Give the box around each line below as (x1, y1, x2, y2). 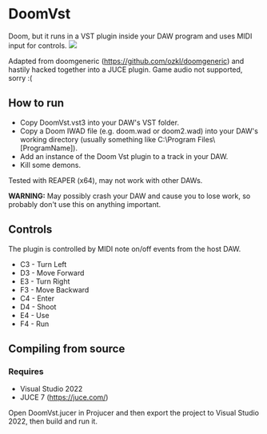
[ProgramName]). (19, 143, 78, 153)
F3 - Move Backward (19, 285, 90, 294)
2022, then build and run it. (8, 416, 98, 426)
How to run (8, 97, 65, 110)
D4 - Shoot (19, 301, 57, 312)
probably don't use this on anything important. (8, 199, 161, 209)
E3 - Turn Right (19, 277, 70, 286)
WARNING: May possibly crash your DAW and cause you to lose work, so (8, 191, 251, 201)
